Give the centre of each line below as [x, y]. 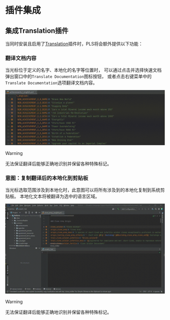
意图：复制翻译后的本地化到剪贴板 [47, 178]
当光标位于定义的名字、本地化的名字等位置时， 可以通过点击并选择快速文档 [83, 70]
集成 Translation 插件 [37, 31]
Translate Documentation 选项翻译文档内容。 [51, 83]
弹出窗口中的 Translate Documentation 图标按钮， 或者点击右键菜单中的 [78, 76]
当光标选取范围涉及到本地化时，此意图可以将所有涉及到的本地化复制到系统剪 [85, 190]
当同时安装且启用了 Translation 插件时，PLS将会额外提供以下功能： [74, 44]
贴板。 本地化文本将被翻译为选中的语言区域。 [52, 196]
